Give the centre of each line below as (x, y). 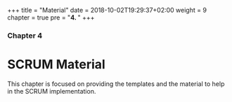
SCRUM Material (56, 65)
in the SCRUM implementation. (52, 91)
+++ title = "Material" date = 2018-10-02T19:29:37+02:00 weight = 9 (107, 10)
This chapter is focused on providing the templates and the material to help (116, 84)
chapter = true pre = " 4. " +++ (51, 17)
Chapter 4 (25, 36)
